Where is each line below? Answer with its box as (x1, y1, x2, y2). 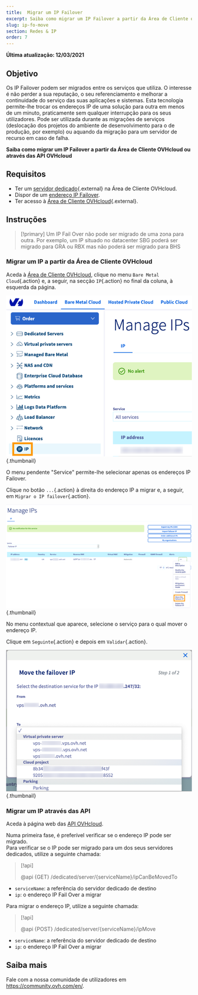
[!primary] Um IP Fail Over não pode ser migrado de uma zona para (20, 230, 184, 238)
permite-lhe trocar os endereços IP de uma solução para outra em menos (6, 103, 184, 110)
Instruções (6, 214, 47, 225)
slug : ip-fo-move (6, 22, 49, 28)
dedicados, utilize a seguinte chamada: (6, 850, 101, 857)
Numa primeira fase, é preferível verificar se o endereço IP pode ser (6, 831, 172, 838)
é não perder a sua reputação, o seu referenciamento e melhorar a (6, 90, 168, 97)
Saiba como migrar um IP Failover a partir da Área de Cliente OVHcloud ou (6, 145, 191, 153)
